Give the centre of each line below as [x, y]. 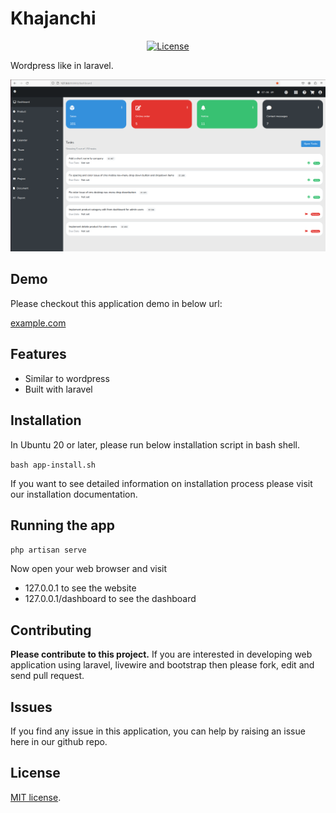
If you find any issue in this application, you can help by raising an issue [158, 731]
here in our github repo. [59, 741]
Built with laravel [58, 389]
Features [38, 354]
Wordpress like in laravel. [62, 65]
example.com [38, 323]
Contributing [51, 630]
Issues [31, 707]
